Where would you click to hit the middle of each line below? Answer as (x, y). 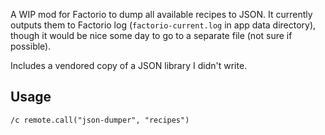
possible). (31, 46)
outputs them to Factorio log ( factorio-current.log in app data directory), (163, 25)
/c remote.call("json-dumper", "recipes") (100, 120)
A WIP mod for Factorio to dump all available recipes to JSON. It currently (161, 14)
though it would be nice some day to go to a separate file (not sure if (151, 35)
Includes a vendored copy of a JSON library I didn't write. (129, 65)
